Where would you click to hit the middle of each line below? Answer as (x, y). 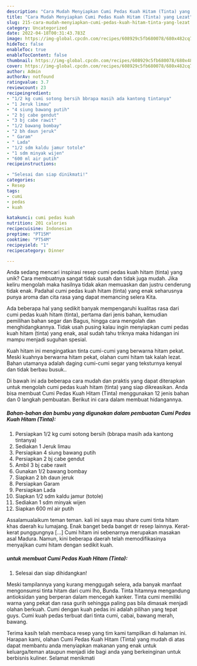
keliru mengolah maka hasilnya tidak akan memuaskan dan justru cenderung (99, 285)
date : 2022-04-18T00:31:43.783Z (46, 33)
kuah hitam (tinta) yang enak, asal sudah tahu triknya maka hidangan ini (93, 333)
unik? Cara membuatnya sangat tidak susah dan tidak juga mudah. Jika (92, 278)
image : (15, 39)
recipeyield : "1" (28, 245)
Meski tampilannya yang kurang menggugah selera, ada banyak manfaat (94, 585)
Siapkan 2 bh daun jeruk (44, 477)
